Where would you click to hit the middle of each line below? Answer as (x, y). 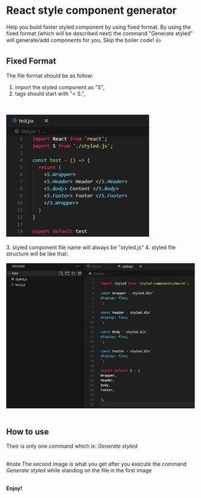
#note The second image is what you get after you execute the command (97, 464)
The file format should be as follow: (50, 75)
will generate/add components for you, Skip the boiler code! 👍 (83, 40)
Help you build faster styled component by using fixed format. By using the (99, 27)
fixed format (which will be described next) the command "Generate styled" (100, 33)
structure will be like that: (37, 253)
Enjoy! (14, 488)
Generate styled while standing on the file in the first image (79, 470)
